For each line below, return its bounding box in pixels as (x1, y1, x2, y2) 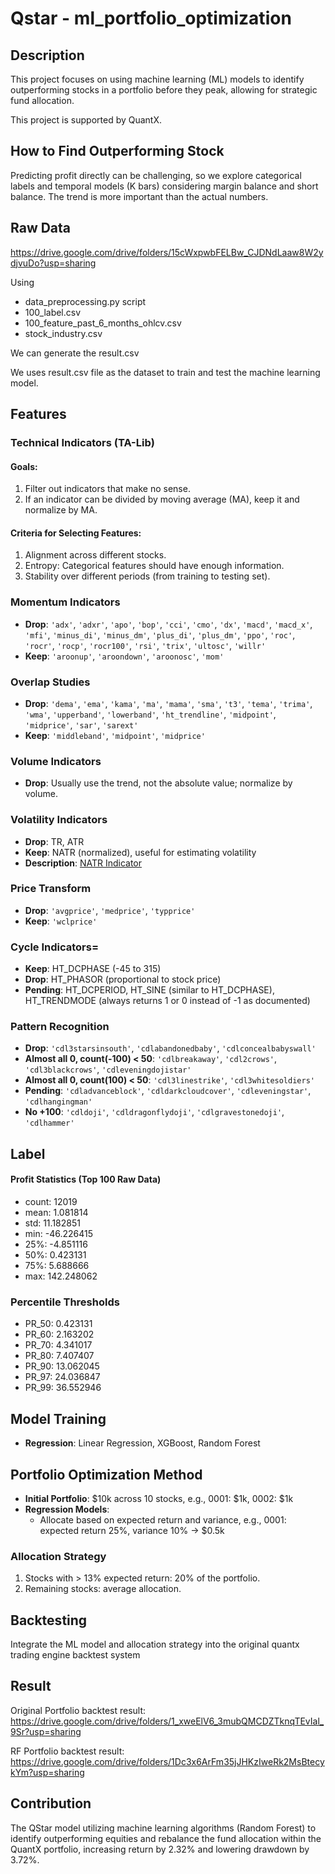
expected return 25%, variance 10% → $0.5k (39, 1524, 225, 1536)
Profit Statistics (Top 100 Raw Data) (10, 1173, 162, 1186)
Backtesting (10, 1612, 88, 1629)
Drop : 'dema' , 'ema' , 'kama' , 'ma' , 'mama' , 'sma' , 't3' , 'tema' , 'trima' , (24, 697, 313, 709)
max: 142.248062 (24, 1270, 98, 1282)
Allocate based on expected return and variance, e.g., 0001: (39, 1513, 287, 1526)
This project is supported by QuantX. (10, 114, 163, 126)
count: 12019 (24, 1196, 78, 1208)
